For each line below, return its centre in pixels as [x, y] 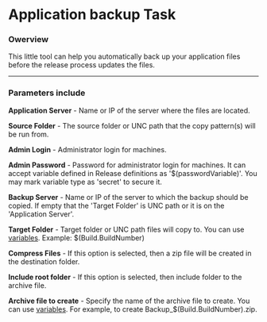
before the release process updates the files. [81, 65]
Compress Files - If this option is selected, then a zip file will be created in [130, 253]
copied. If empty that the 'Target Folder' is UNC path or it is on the [116, 205]
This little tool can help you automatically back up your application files [124, 56]
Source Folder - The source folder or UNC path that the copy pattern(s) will [132, 125]
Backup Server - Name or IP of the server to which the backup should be [128, 197]
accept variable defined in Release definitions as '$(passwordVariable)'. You [133, 173]
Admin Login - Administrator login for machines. [87, 149]
